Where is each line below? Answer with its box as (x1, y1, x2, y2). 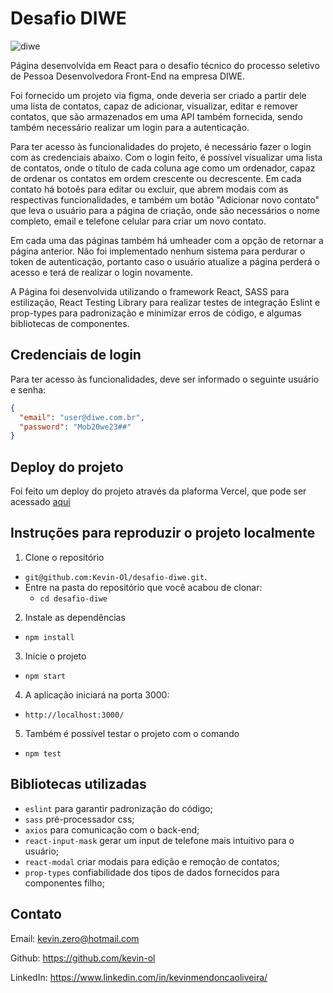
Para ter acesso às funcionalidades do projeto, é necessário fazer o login (10, 140, 312, 152)
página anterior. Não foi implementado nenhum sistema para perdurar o (10, 245, 306, 257)
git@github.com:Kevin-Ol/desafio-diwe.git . (24, 570, 208, 582)
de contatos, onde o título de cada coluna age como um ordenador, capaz (10, 162, 316, 174)
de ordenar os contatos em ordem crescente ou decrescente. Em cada (10, 172, 302, 184)
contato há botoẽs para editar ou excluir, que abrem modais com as (10, 183, 289, 195)
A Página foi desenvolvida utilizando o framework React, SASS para (10, 285, 290, 297)
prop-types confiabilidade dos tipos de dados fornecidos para (24, 866, 280, 878)
